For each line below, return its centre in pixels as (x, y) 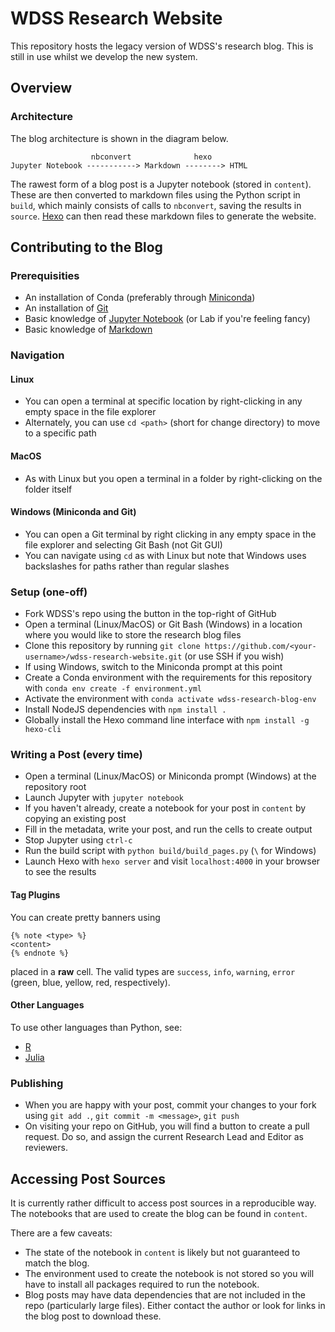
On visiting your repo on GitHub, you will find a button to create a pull (167, 1126)
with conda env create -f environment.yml (113, 688)
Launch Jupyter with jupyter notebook (104, 798)
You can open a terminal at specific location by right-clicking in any (163, 401)
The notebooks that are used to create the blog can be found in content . (159, 1213)
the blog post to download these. (93, 1316)
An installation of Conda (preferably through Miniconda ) (140, 298)
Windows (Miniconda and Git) (73, 512)
